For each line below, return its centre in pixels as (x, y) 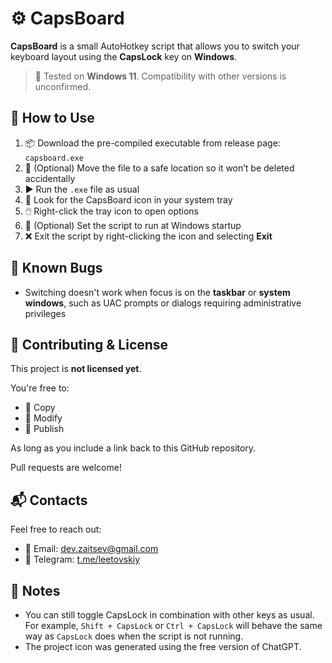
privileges (45, 313)
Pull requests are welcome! (66, 468)
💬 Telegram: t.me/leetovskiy (82, 559)
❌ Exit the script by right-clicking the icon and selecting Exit (148, 236)
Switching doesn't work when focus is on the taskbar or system (157, 292)
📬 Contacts (49, 500)
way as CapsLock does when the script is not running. (134, 636)
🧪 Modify (43, 418)
